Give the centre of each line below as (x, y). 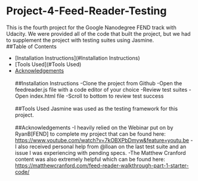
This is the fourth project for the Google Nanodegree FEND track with (92, 27)
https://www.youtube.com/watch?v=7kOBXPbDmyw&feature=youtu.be (102, 140)
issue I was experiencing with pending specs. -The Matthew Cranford (100, 152)
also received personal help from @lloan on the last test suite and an (102, 146)
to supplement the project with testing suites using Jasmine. (80, 40)
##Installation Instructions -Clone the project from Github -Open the (98, 83)
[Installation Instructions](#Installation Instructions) (77, 58)
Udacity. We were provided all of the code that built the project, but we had (98, 33)
